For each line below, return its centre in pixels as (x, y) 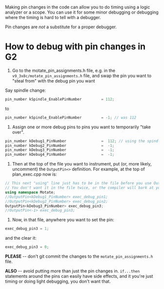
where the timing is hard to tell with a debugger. (53, 17)
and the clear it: (21, 238)
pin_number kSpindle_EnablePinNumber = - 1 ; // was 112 (71, 117)
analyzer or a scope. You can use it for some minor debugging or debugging (82, 12)
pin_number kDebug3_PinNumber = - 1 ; (60, 150)
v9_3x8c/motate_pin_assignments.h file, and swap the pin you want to (82, 76)
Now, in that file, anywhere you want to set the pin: (63, 220)
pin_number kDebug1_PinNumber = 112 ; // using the (75, 141)
